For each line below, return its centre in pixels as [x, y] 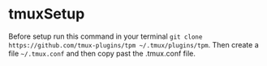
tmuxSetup [47, 14]
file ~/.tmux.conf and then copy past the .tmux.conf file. [102, 53]
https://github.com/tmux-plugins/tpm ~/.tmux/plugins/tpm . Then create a [133, 44]
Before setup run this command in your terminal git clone [106, 36]
